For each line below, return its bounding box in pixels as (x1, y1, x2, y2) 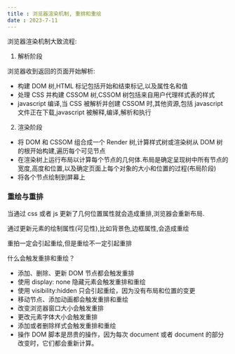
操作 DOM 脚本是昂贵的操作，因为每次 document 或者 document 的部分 (17, 330, 224, 339)
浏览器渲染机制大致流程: (7, 36, 77, 46)
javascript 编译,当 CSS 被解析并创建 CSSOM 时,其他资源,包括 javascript (17, 99, 223, 107)
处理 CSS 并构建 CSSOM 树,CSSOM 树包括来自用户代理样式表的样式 (17, 90, 215, 99)
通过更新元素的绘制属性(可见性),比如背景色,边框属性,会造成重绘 (7, 224, 189, 232)
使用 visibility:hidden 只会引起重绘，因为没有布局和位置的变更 (17, 286, 196, 294)
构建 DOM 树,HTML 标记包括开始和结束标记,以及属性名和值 (17, 81, 188, 90)
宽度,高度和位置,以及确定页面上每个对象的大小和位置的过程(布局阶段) (17, 164, 217, 172)
